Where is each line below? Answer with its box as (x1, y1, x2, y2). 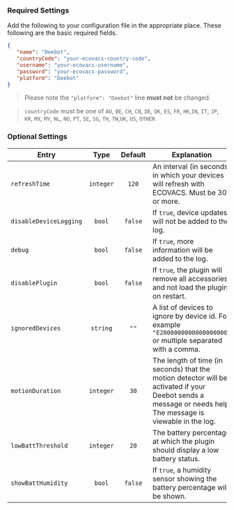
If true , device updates (152, 207, 228, 217)
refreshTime (10, 180, 51, 188)
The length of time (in (152, 356, 223, 365)
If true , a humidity (152, 465, 211, 475)
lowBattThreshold (10, 441, 68, 449)
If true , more (152, 236, 194, 246)
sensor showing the (152, 474, 217, 484)
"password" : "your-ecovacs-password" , (16, 68, 130, 75)
